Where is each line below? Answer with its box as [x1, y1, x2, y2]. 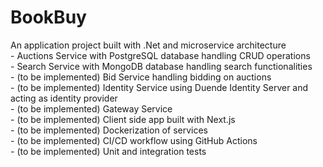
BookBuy [10, 6, 87, 29]
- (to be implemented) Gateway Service [10, 102, 173, 115]
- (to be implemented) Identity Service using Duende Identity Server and [10, 81, 309, 93]
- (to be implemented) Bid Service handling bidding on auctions [10, 71, 272, 83]
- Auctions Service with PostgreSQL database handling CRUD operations [10, 49, 311, 61]
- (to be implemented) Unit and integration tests [10, 145, 207, 157]
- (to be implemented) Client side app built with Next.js [10, 113, 236, 125]
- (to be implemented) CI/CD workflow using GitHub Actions [10, 134, 258, 146]
